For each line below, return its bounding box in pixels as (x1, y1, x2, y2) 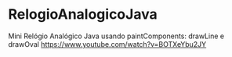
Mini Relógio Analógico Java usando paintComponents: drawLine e (8, 31, 225, 41)
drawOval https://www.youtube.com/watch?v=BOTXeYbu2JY (8, 39, 207, 48)
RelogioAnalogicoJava (8, 5, 158, 23)
